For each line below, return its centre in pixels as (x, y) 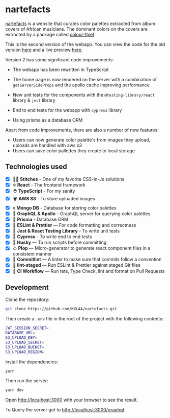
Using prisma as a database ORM (48, 120)
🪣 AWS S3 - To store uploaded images (54, 198)
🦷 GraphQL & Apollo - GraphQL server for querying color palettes (81, 214)
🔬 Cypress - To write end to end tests (52, 237)
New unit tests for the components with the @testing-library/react (84, 95)
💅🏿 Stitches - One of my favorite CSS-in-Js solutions (68, 179)
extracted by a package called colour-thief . (50, 34)
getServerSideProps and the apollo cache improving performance (81, 85)
